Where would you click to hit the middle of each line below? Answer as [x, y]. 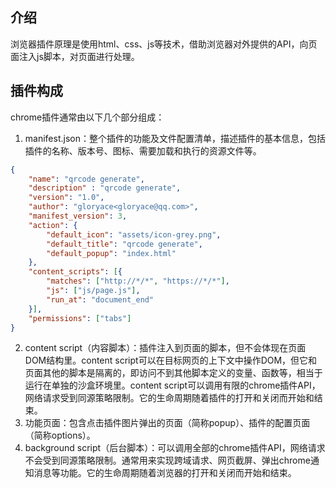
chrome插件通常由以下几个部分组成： [87, 117]
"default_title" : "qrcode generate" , [124, 244]
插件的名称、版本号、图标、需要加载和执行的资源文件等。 [143, 150]
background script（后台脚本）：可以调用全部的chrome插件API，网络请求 [175, 448]
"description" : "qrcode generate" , [105, 188]
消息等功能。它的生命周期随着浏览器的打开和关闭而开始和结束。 [165, 473]
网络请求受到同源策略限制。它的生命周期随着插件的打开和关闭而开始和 [169, 398]
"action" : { [53, 225]
